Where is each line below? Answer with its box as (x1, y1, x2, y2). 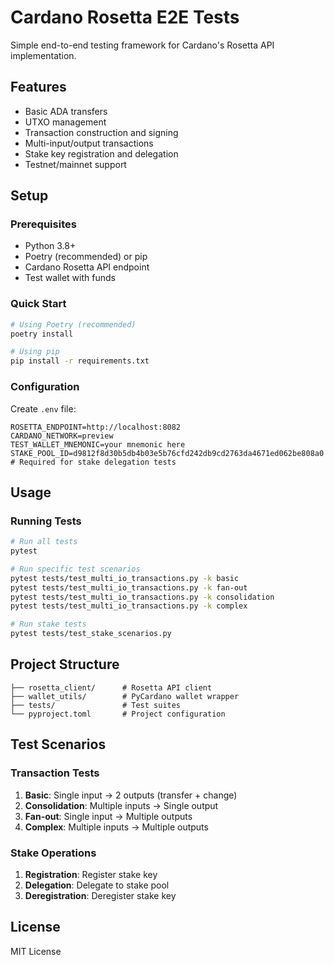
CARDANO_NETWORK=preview (10, 431, 114, 441)
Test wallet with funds (24, 272, 116, 284)
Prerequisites (10, 217, 77, 231)
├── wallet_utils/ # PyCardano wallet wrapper (10, 691, 240, 701)
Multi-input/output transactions (24, 137, 154, 149)
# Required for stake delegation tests (10, 457, 177, 467)
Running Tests (10, 514, 82, 528)
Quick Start (10, 297, 67, 311)
